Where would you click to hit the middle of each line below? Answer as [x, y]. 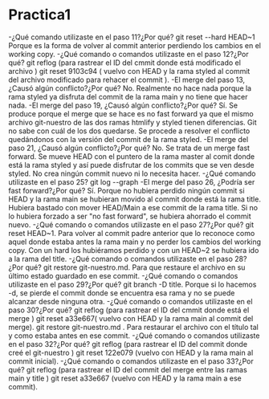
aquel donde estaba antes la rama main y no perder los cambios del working [135, 242]
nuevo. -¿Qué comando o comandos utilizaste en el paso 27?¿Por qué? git [131, 224]
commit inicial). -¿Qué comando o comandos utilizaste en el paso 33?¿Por [131, 361]
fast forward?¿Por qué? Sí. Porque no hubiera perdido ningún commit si [126, 190]
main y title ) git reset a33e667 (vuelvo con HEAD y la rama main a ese [125, 378]
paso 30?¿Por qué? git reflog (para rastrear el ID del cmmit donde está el [129, 310]
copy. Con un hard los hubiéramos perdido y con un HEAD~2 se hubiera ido [134, 250]
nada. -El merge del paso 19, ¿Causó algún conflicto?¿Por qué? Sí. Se [123, 105]
